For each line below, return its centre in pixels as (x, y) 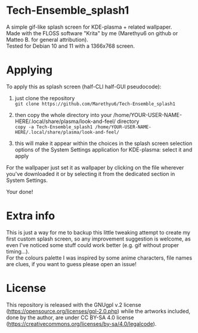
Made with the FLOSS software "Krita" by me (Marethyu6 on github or (92, 33)
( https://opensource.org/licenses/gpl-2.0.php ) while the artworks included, (98, 311)
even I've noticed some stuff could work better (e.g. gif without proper (93, 245)
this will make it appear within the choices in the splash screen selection (103, 143)
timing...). (18, 251)
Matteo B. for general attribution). (47, 39)
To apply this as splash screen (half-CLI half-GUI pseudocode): (84, 87)
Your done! (20, 192)
